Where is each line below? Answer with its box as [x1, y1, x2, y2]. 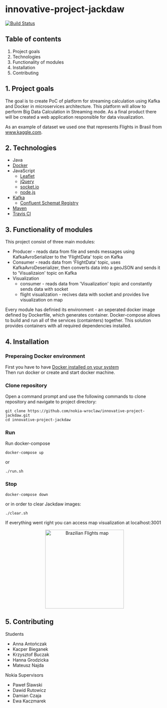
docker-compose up [5, 450, 44, 456]
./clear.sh [5, 511, 28, 516]
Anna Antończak [12, 640, 47, 647]
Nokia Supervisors [5, 672, 44, 678]
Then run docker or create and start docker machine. [5, 369, 116, 375]
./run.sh [5, 469, 24, 474]
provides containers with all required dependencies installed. [5, 323, 132, 329]
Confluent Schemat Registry [20, 200, 79, 206]
